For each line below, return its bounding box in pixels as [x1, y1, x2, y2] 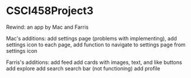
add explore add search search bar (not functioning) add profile [6, 65, 160, 72]
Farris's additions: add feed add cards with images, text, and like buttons [6, 59, 182, 66]
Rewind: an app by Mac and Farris [6, 23, 89, 30]
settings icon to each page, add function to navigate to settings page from [6, 41, 186, 48]
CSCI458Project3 [6, 4, 94, 18]
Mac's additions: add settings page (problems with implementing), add [6, 35, 177, 42]
